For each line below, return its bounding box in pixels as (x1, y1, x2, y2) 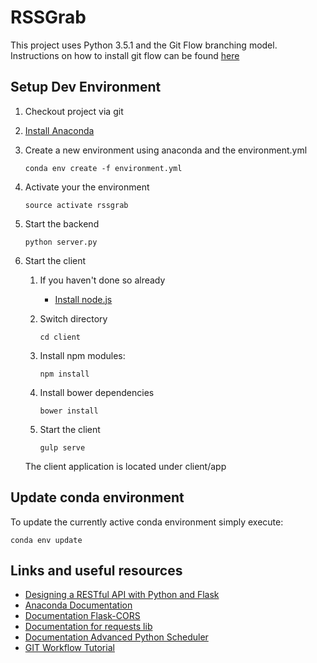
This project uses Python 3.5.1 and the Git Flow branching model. (10, 39, 278, 51)
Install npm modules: (39, 349, 126, 361)
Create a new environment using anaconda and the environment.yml (24, 144, 308, 156)
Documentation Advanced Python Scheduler (24, 631, 209, 643)
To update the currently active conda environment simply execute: (10, 516, 284, 528)
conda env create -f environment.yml (24, 163, 183, 173)
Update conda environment (10, 489, 185, 506)
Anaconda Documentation (24, 599, 133, 611)
